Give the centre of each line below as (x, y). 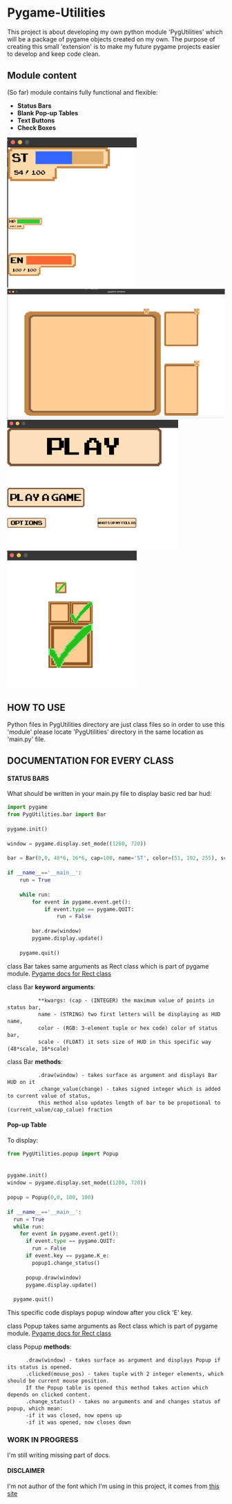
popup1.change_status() (66, 1263)
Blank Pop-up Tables (48, 113)
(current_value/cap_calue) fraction (60, 1110)
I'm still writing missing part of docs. (59, 1455)
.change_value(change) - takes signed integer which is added (129, 1089)
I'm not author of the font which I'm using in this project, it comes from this (113, 1486)
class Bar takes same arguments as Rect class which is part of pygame (108, 966)
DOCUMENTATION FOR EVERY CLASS (90, 761)
